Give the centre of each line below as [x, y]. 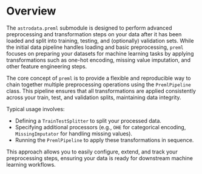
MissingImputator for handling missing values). [73, 134]
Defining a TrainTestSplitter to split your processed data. [88, 121]
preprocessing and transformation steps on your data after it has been [94, 34]
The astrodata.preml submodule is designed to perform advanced [89, 28]
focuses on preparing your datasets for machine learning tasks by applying [100, 53]
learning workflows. [31, 164]
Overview [31, 11]
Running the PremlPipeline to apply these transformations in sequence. [104, 140]
